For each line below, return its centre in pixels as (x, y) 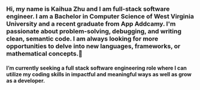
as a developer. (26, 80)
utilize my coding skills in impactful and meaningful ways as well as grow (99, 74)
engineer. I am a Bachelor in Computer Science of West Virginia (100, 16)
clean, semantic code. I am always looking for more (82, 39)
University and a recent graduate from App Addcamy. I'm (91, 24)
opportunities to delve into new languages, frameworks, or (93, 46)
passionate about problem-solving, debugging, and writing (94, 31)
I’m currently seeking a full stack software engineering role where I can (96, 68)
